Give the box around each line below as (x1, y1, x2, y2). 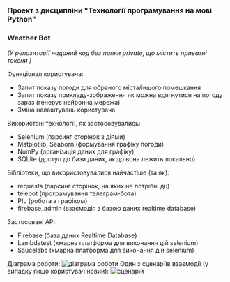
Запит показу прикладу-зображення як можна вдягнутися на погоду (17, 91, 223, 99)
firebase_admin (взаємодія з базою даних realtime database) (17, 205, 197, 213)
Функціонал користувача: (7, 70, 84, 78)
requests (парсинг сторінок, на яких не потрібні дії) (17, 182, 170, 191)
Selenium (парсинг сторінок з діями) (17, 133, 125, 141)
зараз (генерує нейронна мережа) (17, 98, 121, 107)
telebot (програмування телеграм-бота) (17, 189, 137, 198)
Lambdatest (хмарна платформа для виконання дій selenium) (17, 239, 199, 247)
